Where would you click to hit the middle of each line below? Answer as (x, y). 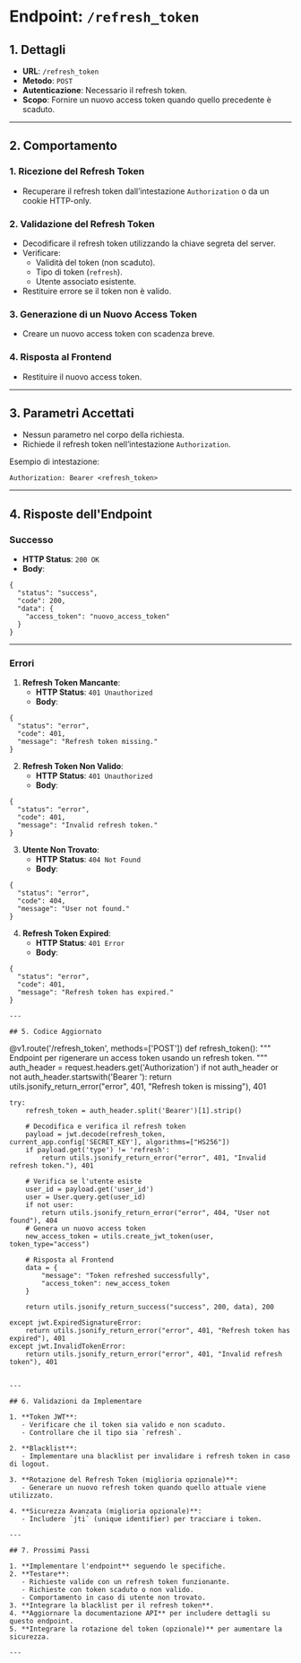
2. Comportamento (64, 146)
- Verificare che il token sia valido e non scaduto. (124, 1425)
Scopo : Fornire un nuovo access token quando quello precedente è (146, 100)
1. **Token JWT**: (43, 1417)
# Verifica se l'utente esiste (84, 1182)
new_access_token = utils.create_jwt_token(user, (120, 1237)
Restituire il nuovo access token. (82, 376)
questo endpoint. (42, 1622)
